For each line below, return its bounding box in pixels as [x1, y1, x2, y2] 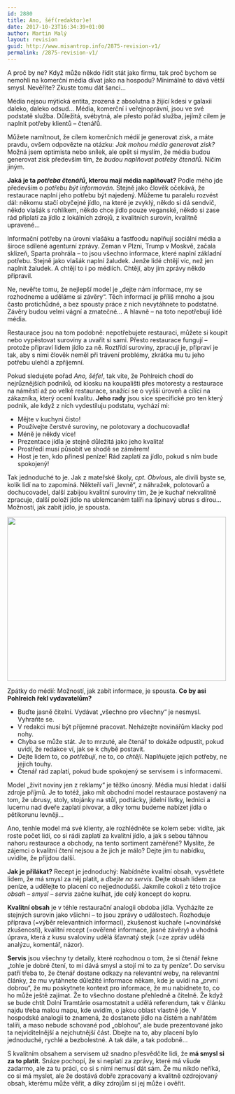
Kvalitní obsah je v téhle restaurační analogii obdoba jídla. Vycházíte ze [7, 903, 214, 911]
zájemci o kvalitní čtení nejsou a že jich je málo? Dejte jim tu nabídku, [7, 846, 206, 855]
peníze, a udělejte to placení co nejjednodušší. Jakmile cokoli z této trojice [7, 882, 222, 890]
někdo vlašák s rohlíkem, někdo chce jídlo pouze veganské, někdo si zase [7, 206, 220, 214]
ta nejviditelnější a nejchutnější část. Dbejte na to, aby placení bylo [7, 1028, 199, 1037]
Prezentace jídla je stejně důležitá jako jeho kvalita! [17, 437, 164, 445]
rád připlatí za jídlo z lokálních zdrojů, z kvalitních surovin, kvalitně [7, 213, 198, 221]
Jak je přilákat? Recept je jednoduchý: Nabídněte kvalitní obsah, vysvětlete [7, 867, 225, 876]
